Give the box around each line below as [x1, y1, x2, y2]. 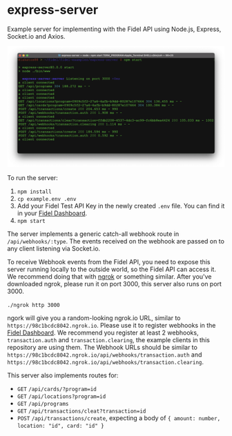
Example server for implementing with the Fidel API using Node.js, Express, [7, 25, 222, 33]
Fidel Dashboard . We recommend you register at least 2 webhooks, [7, 328, 199, 337]
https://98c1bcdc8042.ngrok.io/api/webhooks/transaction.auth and [7, 350, 202, 359]
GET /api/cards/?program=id [17, 386, 97, 393]
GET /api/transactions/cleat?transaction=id [17, 408, 146, 415]
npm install [17, 188, 52, 195]
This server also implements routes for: [7, 371, 119, 379]
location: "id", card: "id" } [17, 423, 105, 430]
